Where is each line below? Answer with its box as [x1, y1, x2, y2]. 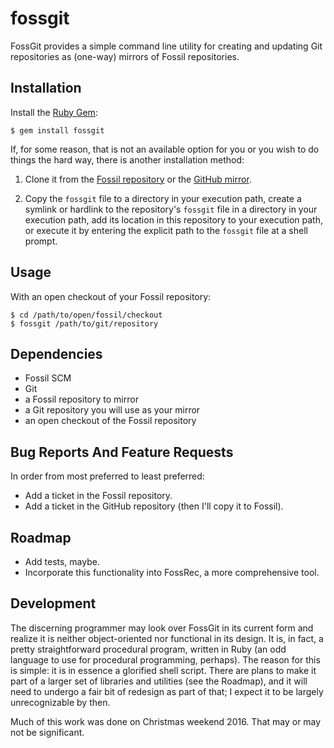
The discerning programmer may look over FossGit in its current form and [10, 622, 314, 634]
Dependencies [10, 345, 103, 362]
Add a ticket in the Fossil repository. [24, 490, 173, 502]
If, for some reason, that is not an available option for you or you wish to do [10, 143, 320, 155]
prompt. [24, 235, 58, 247]
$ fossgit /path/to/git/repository [10, 318, 159, 329]
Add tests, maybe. [24, 556, 100, 567]
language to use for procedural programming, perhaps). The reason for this [10, 653, 321, 666]
